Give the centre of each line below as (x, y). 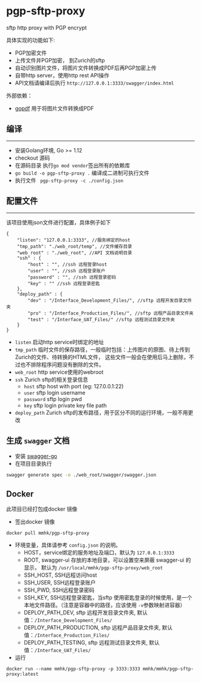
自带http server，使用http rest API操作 (62, 75)
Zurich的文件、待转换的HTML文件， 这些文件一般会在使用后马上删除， (102, 357)
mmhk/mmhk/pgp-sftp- (168, 669)
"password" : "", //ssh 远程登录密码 (72, 277)
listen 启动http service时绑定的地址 (60, 342)
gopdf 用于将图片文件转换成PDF (54, 108)
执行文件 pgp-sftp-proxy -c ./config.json (69, 180)
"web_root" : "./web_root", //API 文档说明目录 (75, 253)
